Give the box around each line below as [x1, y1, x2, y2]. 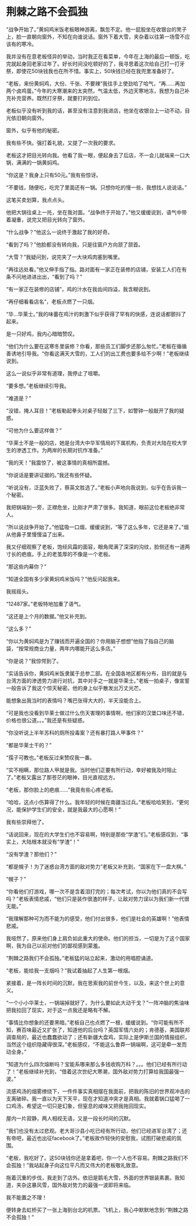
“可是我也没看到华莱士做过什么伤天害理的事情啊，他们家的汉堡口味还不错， [6, 709, 188, 716]
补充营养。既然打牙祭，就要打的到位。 [10, 94, 103, 101]
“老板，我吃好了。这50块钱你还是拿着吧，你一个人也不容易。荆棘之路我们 [6, 1154, 184, 1161]
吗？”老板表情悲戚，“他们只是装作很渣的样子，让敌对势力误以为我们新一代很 [6, 895, 190, 902]
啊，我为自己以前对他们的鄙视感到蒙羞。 [6, 942, 103, 949]
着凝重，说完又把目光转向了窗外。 [6, 216, 88, 223]
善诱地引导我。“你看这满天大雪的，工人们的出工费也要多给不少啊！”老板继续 [6, 350, 190, 357]
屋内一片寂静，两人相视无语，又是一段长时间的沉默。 [6, 1115, 134, 1122]
